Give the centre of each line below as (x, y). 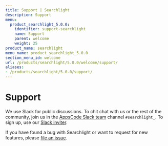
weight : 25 (26, 44)
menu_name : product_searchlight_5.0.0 (47, 53)
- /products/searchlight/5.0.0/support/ (49, 72)
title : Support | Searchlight (38, 10)
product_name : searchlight (34, 48)
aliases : (15, 67)
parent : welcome (32, 39)
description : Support (28, 15)
